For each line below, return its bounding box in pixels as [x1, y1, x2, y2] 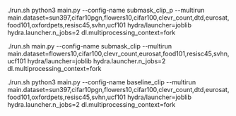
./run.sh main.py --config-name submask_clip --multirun [7, 42, 172, 50]
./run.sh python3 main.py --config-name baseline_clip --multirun [7, 78, 196, 86]
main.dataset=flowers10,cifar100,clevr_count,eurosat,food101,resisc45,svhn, [7, 49, 230, 58]
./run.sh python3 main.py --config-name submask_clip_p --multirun [7, 6, 205, 14]
